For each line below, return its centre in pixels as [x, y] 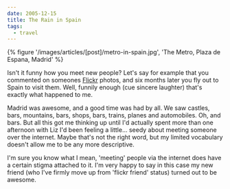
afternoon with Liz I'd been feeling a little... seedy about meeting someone [112, 130]
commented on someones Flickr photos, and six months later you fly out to [113, 80]
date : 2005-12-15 [32, 13]
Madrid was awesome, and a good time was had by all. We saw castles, [108, 108]
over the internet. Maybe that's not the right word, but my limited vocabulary [115, 137]
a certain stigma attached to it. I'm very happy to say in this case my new [110, 165]
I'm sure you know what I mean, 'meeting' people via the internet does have [114, 158]
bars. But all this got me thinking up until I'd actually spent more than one [111, 123]
